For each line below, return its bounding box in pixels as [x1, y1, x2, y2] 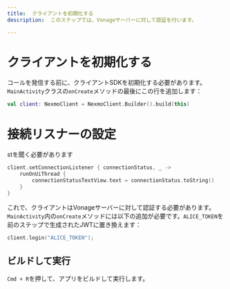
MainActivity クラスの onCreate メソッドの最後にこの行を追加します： [7, 87, 202, 95]
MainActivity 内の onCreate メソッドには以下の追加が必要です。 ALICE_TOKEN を [7, 212, 224, 220]
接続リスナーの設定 [7, 126, 117, 142]
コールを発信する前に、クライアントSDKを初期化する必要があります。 [7, 79, 207, 87]
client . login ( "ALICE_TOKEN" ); [7, 234, 95, 241]
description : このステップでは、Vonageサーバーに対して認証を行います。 [7, 17, 197, 23]
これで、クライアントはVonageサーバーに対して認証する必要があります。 [7, 203, 215, 211]
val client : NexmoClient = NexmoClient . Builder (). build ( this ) [7, 101, 190, 108]
